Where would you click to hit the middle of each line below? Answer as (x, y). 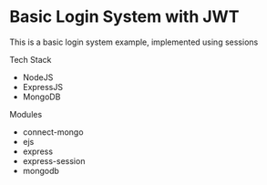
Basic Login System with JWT (124, 17)
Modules (26, 114)
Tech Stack (31, 59)
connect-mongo (53, 132)
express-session (54, 160)
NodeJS (38, 77)
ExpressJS (43, 87)
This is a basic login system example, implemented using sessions (134, 42)
